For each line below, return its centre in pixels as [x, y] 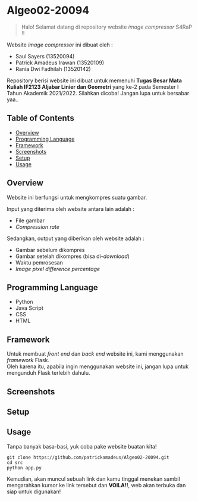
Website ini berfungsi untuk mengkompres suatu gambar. [77, 197]
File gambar [30, 220]
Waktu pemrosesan [39, 262]
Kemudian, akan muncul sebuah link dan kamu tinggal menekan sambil [93, 479]
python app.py [24, 468]
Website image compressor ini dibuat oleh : [60, 45]
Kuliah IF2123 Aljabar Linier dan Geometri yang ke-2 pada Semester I [93, 86]
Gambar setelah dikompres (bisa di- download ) [73, 256]
